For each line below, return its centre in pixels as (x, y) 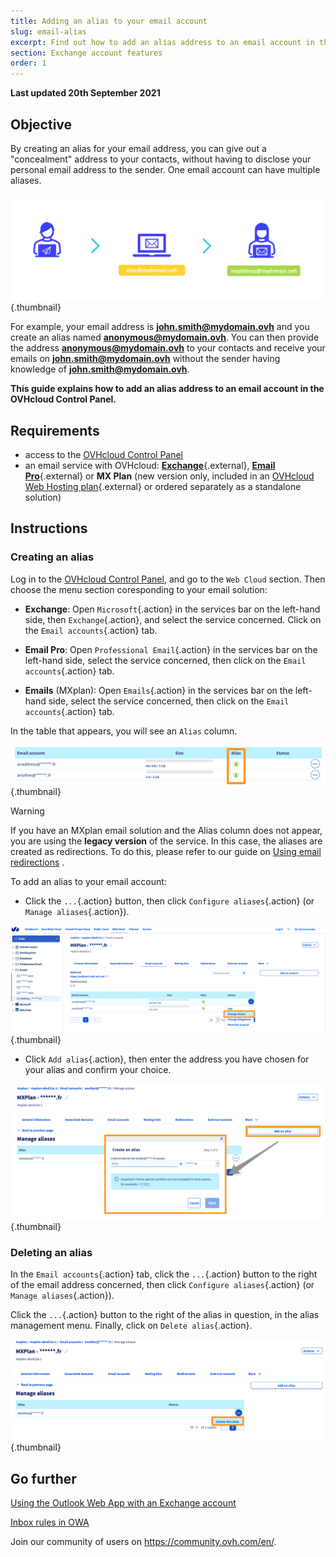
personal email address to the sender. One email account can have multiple (165, 169)
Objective (41, 124)
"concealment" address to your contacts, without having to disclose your (161, 159)
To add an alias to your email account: (88, 881)
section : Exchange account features (86, 53)
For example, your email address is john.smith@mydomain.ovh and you (160, 327)
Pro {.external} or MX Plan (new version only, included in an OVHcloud (169, 476)
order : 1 (28, 63)
